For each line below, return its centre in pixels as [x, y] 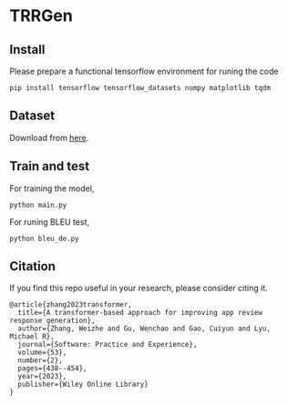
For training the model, [52, 188]
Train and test [49, 166]
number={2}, [41, 360]
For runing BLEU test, [49, 222]
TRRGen [41, 16]
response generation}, [52, 321]
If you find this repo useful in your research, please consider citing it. [139, 289]
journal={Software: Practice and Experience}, [108, 345]
